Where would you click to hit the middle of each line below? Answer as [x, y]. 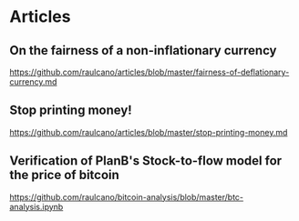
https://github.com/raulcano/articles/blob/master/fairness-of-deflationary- [149, 72]
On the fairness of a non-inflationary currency [143, 50]
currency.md [33, 82]
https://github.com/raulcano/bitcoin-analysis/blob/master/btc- [127, 196]
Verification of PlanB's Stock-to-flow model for [146, 161]
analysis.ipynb [36, 206]
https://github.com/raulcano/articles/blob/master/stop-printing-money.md [149, 132]
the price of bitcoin [65, 175]
